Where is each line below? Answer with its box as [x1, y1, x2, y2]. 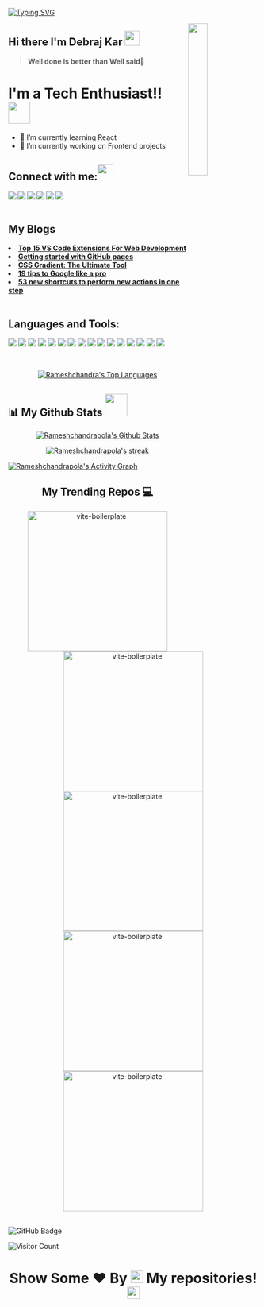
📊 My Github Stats [8, 405, 103, 419]
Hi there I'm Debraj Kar [8, 36, 123, 49]
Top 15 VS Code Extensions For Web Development [18, 243, 186, 253]
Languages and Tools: [8, 317, 121, 331]
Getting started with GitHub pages [18, 252, 134, 261]
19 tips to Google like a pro [18, 269, 107, 278]
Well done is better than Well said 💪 [27, 56, 145, 66]
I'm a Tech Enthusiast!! [8, 84, 163, 102]
